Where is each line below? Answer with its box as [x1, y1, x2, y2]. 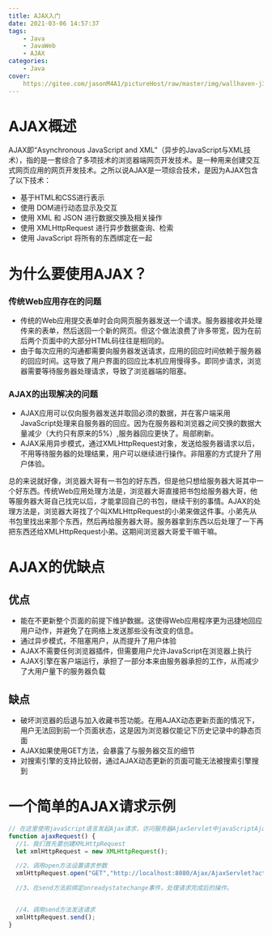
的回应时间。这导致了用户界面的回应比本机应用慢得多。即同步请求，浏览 [19, 355, 261, 365]
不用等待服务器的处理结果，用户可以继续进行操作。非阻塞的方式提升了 [19, 449, 255, 458]
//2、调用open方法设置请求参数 [15, 862, 108, 870]
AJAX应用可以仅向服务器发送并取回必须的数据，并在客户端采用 [19, 408, 231, 418]
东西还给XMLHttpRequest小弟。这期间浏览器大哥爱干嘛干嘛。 [15, 527, 222, 537]
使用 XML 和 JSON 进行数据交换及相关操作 [19, 213, 163, 223]
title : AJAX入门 [8, 11, 61, 20]
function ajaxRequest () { [8, 832, 96, 840]
